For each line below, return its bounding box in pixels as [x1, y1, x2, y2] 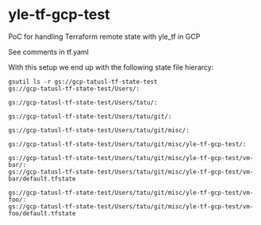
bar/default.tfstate [8, 174, 77, 183]
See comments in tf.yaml [8, 47, 89, 56]
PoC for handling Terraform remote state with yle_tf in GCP [8, 32, 201, 41]
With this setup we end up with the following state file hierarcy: [8, 62, 214, 72]
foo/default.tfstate [8, 209, 77, 217]
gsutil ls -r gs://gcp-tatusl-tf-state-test [8, 78, 158, 86]
